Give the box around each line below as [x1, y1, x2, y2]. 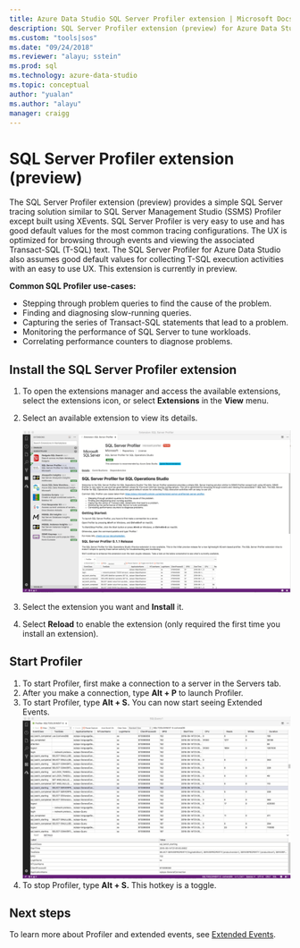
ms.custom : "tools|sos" [9, 33, 98, 42]
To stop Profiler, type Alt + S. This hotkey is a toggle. [21, 879, 217, 890]
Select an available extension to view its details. [21, 412, 198, 424]
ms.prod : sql [9, 62, 58, 71]
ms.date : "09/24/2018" [9, 43, 94, 52]
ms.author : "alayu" [9, 99, 82, 108]
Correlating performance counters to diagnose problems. [21, 336, 233, 347]
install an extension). [21, 628, 99, 639]
